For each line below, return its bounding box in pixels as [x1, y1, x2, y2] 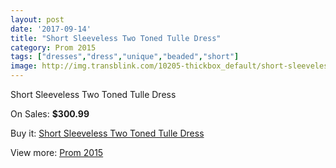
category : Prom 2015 [10, 42, 97, 53]
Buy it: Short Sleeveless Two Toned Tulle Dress [10, 127, 205, 139]
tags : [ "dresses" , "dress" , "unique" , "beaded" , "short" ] [10, 52, 240, 62]
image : [10, 61, 38, 71]
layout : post [10, 14, 65, 25]
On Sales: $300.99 [10, 108, 90, 120]
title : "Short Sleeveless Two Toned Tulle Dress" [10, 33, 222, 43]
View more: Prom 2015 [10, 147, 104, 158]
